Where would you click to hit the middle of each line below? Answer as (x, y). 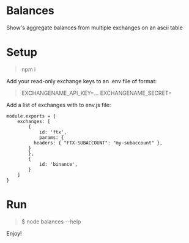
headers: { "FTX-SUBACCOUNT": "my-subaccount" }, (98, 143)
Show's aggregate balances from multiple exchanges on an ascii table (95, 28)
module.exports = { (31, 116)
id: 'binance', (58, 164)
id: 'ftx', (53, 132)
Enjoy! (14, 233)
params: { (51, 137)
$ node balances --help (51, 222)
